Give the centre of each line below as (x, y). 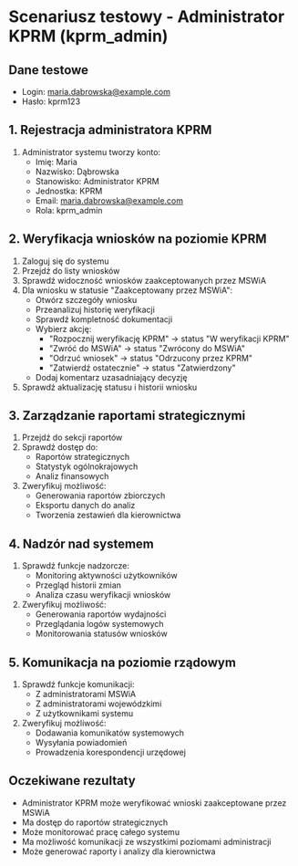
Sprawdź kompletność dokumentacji (104, 319)
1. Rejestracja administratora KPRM (110, 130)
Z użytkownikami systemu (84, 714)
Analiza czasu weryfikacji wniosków (103, 595)
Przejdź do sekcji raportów (72, 438)
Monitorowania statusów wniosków (101, 634)
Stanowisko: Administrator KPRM (98, 181)
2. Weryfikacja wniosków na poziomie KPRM (138, 239)
